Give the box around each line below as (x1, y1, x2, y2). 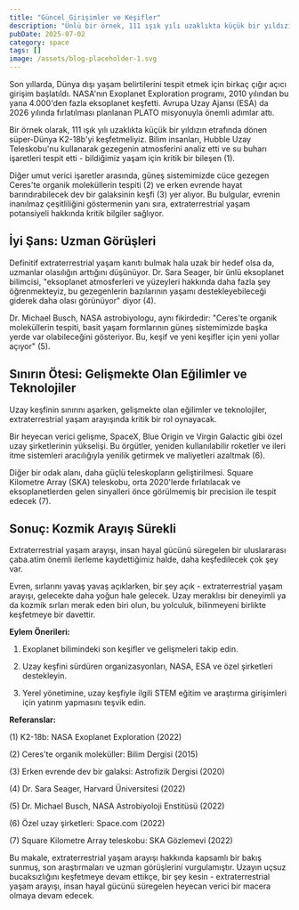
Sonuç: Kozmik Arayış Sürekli (9, 522, 176, 537)
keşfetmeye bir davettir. (9, 609, 96, 620)
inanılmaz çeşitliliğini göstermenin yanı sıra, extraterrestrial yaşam (9, 199, 251, 209)
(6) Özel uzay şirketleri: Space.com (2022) (9, 818, 166, 829)
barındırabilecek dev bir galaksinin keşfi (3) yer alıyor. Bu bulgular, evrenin (9, 189, 280, 199)
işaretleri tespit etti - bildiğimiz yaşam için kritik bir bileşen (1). (9, 153, 236, 163)
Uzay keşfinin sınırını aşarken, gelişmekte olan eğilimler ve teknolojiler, (9, 404, 267, 415)
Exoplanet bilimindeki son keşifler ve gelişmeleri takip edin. (21, 644, 238, 654)
